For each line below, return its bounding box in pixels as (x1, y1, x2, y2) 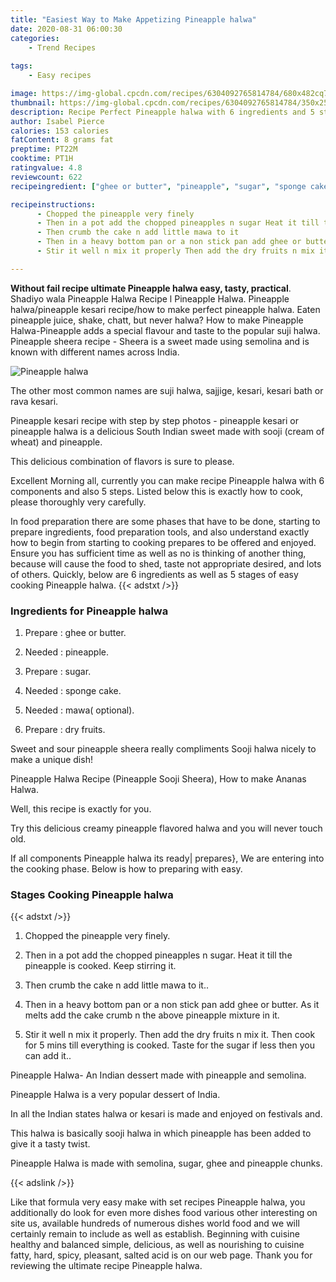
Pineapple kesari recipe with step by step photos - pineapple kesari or (10, 414, 299, 426)
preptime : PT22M (10, 144, 78, 155)
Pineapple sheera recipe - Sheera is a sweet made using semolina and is (10, 335, 310, 347)
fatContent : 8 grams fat (10, 135, 114, 145)
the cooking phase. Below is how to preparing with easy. (10, 863, 243, 875)
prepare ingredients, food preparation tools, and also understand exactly (10, 526, 310, 538)
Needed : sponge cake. (24, 685, 122, 697)
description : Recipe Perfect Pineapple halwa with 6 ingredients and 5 (10, 107, 315, 117)
